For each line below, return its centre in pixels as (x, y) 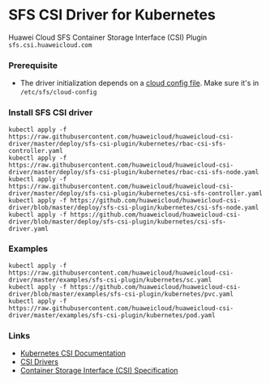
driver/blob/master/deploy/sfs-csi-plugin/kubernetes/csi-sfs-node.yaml (134, 207)
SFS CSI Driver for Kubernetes (112, 15)
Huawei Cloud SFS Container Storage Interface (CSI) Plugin (108, 37)
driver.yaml (28, 228)
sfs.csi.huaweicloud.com (50, 45)
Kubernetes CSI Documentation (73, 353)
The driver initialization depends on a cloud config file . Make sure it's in (139, 83)
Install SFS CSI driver (51, 113)
